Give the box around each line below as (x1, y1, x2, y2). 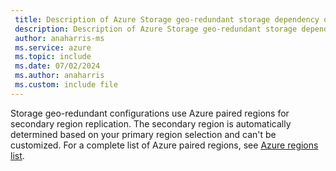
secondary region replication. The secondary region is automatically (10, 117, 292, 130)
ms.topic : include (14, 52, 92, 62)
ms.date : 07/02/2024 (14, 61, 101, 71)
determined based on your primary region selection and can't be (10, 128, 277, 140)
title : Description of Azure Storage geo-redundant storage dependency (14, 14, 320, 25)
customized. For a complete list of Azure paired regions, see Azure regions (10, 139, 319, 151)
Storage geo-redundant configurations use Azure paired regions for (10, 107, 290, 119)
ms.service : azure (14, 42, 92, 53)
